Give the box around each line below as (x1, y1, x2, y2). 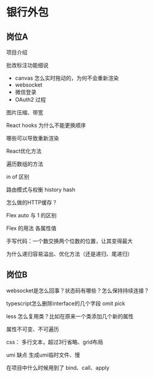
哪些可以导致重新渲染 (6, 134, 59, 142)
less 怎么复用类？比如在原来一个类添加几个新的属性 (6, 312, 134, 320)
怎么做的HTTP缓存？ (6, 199, 58, 206)
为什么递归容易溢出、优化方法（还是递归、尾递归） (6, 251, 133, 257)
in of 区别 (6, 173, 30, 180)
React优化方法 (6, 148, 42, 154)
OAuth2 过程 (14, 96, 46, 103)
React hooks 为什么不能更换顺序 (6, 122, 86, 129)
